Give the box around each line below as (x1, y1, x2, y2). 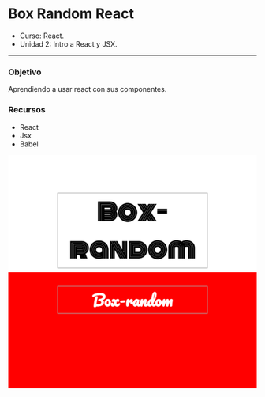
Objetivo (8, 66, 42, 78)
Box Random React (8, 5, 134, 23)
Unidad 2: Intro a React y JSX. (19, 39, 118, 48)
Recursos (8, 104, 46, 115)
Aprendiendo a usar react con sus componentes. (8, 85, 167, 94)
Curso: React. (19, 31, 65, 40)
